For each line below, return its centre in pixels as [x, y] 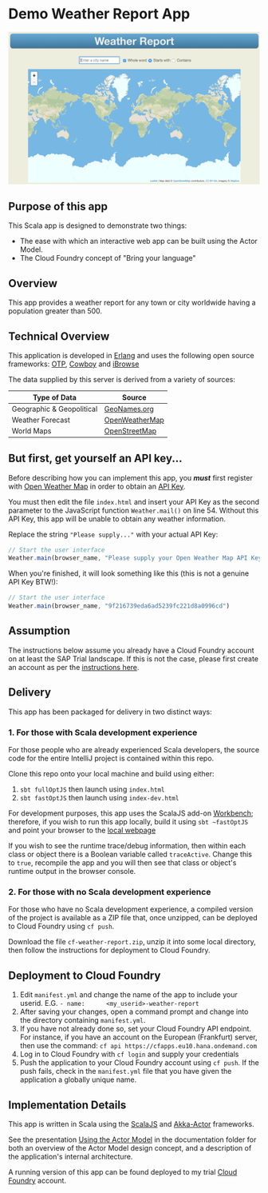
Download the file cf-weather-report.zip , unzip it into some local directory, [132, 942]
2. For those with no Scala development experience [110, 892]
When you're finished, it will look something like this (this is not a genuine [129, 573]
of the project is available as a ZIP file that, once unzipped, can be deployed [133, 918]
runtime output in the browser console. [72, 872]
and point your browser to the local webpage [82, 830]
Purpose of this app [58, 206]
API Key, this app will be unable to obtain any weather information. [117, 519]
